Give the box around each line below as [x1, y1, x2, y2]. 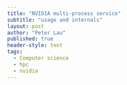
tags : [7, 49, 23, 56]
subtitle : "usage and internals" [7, 16, 103, 23]
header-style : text [7, 42, 63, 49]
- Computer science [13, 55, 69, 62]
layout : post [7, 23, 45, 29]
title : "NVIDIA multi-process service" [7, 10, 122, 17]
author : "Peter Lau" [7, 29, 67, 36]
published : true [7, 36, 54, 42]
